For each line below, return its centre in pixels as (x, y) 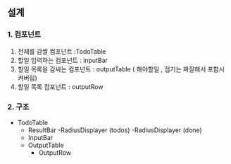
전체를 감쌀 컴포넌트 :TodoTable (62, 51)
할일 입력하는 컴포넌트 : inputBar (62, 60)
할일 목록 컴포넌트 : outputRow (60, 86)
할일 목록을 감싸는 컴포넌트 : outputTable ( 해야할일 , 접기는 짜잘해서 (112, 69)
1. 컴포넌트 (24, 35)
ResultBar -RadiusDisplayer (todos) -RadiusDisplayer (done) (115, 130)
